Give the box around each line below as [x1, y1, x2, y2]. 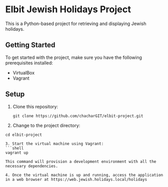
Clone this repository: [12, 103, 58, 109]
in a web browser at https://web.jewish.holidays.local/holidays [5, 177, 147, 182]
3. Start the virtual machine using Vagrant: [5, 141, 104, 146]
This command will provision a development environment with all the [5, 159, 157, 164]
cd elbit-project [5, 132, 42, 137]
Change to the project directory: [12, 122, 81, 128]
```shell [5, 146, 24, 151]
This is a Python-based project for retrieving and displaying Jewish [5, 20, 147, 27]
